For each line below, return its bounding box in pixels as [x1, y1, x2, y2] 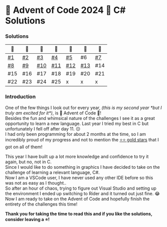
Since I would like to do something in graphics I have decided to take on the [5, 164, 160, 170]
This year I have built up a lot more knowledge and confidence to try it [5, 153, 149, 159]
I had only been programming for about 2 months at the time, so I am [5, 131, 146, 137]
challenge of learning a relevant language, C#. [5, 169, 100, 175]
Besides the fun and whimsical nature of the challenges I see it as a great [5, 115, 155, 121]
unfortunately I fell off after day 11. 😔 [5, 125, 81, 131]
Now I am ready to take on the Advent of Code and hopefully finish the [5, 196, 150, 202]
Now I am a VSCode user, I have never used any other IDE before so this [5, 174, 153, 181]
